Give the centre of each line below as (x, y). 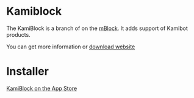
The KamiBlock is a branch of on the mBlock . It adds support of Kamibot (97, 28)
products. (18, 34)
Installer (27, 71)
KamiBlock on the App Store (42, 88)
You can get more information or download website (71, 47)
